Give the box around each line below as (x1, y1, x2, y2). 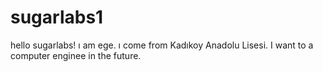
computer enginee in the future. (10, 49, 142, 61)
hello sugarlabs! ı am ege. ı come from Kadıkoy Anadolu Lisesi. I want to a (10, 39, 314, 51)
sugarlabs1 (10, 6, 104, 29)
